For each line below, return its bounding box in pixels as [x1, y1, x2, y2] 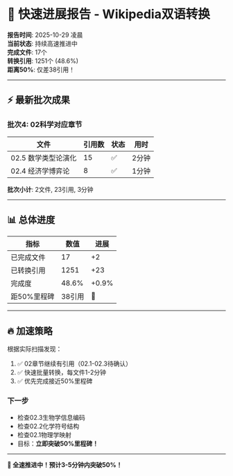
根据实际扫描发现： [7, 345, 62, 353]
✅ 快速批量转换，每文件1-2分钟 [17, 368, 106, 377]
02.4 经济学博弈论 [10, 166, 70, 176]
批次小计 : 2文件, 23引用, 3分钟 [7, 185, 94, 193]
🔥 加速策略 [7, 325, 53, 337]
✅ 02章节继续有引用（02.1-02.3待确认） [17, 359, 132, 368]
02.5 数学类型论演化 [10, 153, 77, 163]
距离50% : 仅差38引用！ [7, 65, 75, 74]
